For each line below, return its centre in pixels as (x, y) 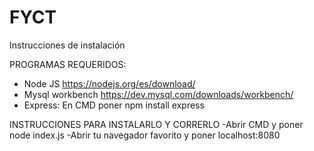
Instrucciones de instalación (67, 45)
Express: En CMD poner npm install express (114, 105)
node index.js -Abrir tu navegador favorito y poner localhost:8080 (145, 135)
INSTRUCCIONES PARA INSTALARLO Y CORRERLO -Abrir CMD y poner (156, 124)
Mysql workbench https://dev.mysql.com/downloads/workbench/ (158, 94)
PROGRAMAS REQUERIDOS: (68, 64)
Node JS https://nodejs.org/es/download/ (109, 83)
